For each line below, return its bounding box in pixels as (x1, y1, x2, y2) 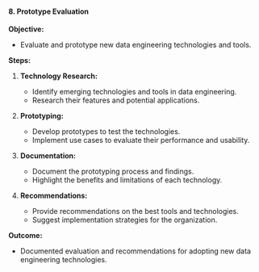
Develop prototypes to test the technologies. (31, 127, 181, 136)
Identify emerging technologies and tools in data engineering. (31, 87, 237, 97)
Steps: (8, 56, 31, 65)
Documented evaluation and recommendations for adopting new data (19, 246, 252, 256)
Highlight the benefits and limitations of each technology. (31, 175, 223, 185)
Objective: (8, 24, 44, 34)
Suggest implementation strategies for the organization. (31, 215, 218, 225)
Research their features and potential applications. (31, 95, 200, 105)
